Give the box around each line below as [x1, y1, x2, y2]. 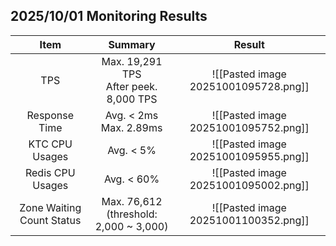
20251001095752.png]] [189, 120, 310, 134]
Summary [108, 37, 156, 51]
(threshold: [106, 207, 158, 221]
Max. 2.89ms [100, 120, 163, 134]
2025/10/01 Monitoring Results [10, 8, 208, 25]
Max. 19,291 [101, 54, 163, 68]
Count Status [19, 213, 82, 227]
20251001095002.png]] [189, 178, 310, 192]
